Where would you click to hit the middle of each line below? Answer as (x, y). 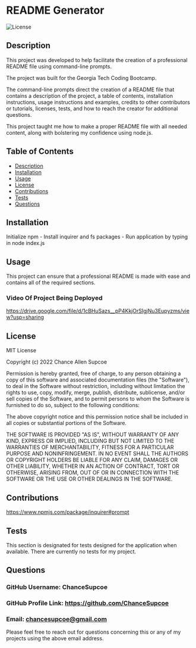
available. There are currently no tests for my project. (71, 551)
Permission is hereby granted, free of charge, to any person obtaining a (94, 374)
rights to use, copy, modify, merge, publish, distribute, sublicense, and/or (96, 393)
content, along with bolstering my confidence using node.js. (80, 132)
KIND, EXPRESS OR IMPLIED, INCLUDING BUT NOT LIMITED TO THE (90, 441)
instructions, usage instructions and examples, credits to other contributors (98, 102)
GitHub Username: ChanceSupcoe (57, 587)
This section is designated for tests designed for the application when (91, 545)
